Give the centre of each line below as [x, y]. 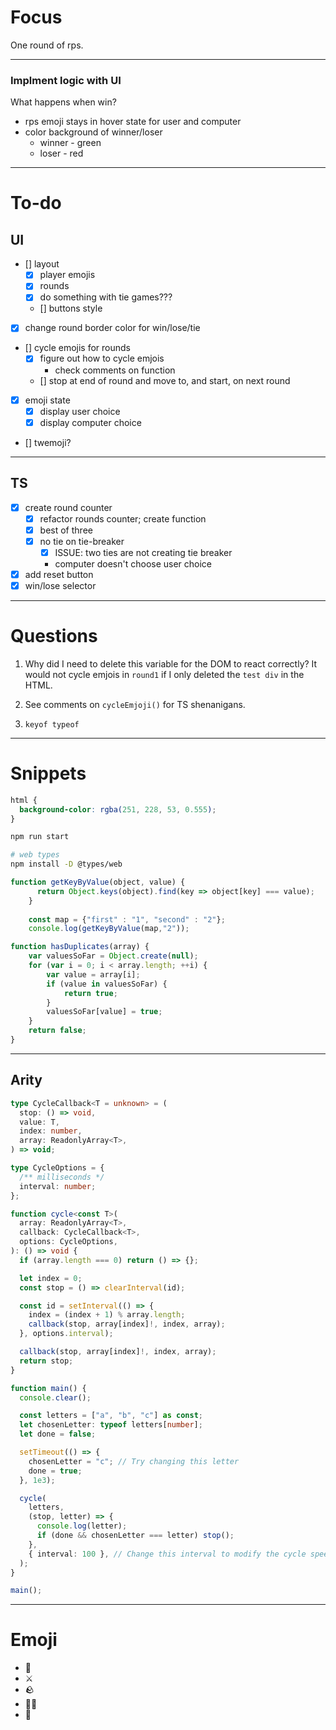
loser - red [61, 153]
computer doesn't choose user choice [133, 563]
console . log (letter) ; [82, 1526]
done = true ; [55, 1471]
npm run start [40, 837]
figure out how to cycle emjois [102, 358]
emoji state [47, 400]
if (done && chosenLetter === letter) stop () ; [135, 1536]
